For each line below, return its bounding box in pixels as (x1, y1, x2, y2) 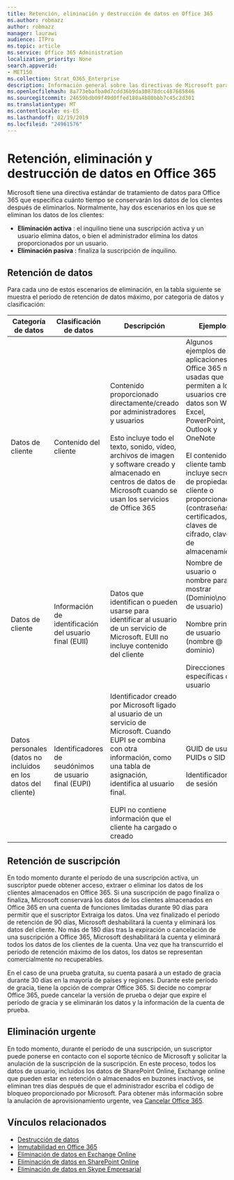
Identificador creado (110, 692, 177, 702)
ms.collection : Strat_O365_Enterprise (7, 75, 120, 82)
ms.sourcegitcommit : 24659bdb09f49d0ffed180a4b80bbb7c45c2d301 (7, 95, 195, 102)
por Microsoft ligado (110, 700, 176, 710)
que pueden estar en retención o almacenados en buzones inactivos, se (7, 1074, 214, 1082)
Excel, (185, 407, 205, 417)
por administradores (110, 407, 176, 417)
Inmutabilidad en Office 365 (17, 1142, 97, 1151)
